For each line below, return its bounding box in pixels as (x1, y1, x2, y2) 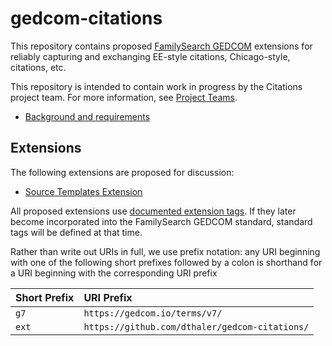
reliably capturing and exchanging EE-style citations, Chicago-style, (10, 50, 291, 62)
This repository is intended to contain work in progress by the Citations (10, 80, 303, 92)
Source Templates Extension (24, 185, 143, 197)
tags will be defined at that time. (10, 226, 143, 238)
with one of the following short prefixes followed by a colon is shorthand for (10, 256, 323, 268)
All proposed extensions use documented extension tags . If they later (10, 205, 297, 217)
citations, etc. (10, 61, 67, 73)
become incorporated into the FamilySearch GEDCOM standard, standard (10, 215, 313, 227)
